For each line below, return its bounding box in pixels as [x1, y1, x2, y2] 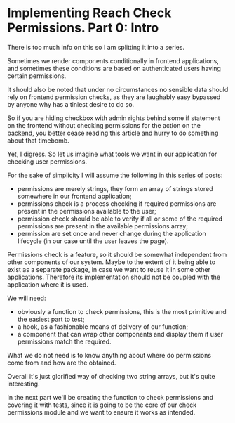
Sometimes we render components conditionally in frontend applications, [7, 56, 219, 65]
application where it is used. [7, 280, 89, 289]
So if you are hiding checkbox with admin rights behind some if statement [7, 114, 220, 122]
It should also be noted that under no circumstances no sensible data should [7, 85, 229, 93]
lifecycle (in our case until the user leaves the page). [17, 237, 169, 245]
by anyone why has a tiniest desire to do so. [7, 100, 135, 108]
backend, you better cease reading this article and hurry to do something [7, 129, 219, 137]
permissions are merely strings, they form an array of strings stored [17, 184, 213, 193]
